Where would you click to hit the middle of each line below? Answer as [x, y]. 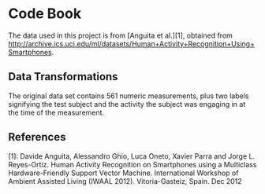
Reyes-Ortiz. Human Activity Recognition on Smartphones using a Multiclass [132, 164]
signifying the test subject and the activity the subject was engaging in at [127, 104]
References [37, 137]
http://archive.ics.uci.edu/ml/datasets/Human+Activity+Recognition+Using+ [131, 43]
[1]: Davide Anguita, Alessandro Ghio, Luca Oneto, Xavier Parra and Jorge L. [131, 156]
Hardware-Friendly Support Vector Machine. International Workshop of [123, 173]
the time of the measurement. [56, 112]
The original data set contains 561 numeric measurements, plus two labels [129, 96]
